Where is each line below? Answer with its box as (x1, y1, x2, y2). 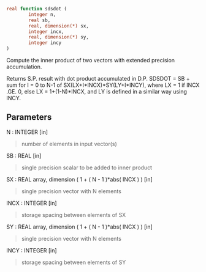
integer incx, (28, 28, 64, 35)
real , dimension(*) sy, (28, 34, 89, 40)
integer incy (28, 40, 62, 46)
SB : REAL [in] (6, 152, 42, 159)
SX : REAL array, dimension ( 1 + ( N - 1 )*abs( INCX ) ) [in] (6, 175, 153, 183)
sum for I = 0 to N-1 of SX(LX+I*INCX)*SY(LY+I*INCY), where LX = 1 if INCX (6, 81, 200, 89)
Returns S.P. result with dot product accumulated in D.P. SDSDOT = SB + (6, 75, 190, 82)
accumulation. (6, 63, 42, 70)
